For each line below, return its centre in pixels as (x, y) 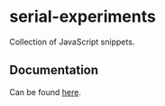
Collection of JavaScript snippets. (72, 42)
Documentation (54, 70)
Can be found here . (45, 92)
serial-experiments (82, 17)
